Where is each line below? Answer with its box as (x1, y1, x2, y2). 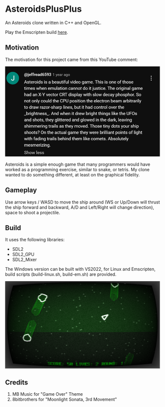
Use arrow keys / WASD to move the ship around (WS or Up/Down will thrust (5, 199, 160, 205)
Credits (5, 378, 28, 386)
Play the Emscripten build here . (5, 29, 68, 35)
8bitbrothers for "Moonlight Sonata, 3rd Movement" (12, 397, 117, 403)
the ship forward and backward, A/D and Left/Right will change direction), (5, 204, 155, 210)
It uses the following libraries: (5, 237, 65, 243)
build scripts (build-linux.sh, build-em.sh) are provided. (5, 271, 117, 277)
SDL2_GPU (12, 252, 34, 258)
